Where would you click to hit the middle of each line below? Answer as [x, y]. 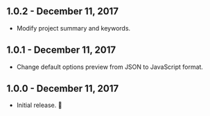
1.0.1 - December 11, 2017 [61, 50]
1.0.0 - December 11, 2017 [63, 89]
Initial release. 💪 [39, 105]
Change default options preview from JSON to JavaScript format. [110, 67]
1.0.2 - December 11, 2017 [63, 11]
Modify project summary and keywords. [73, 28]
